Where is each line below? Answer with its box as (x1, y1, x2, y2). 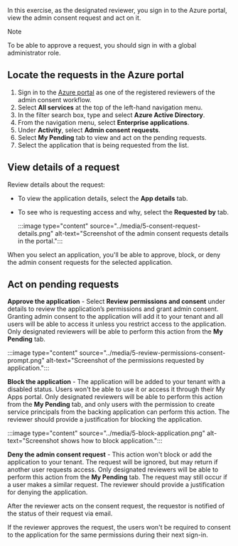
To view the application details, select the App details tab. (17, 194, 188, 202)
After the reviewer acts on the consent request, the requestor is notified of (7, 502, 225, 510)
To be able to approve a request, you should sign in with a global (7, 41, 197, 49)
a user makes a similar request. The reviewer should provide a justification (7, 481, 225, 489)
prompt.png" (7, 356, 45, 365)
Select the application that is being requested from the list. (17, 141, 190, 149)
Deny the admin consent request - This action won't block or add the (7, 450, 212, 459)
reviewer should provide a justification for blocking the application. (7, 415, 202, 424)
